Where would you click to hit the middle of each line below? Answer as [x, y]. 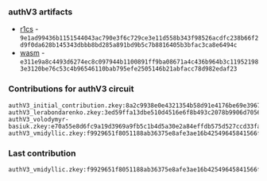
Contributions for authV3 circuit [71, 89]
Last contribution [42, 153]
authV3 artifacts [41, 12]
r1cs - [29, 29]
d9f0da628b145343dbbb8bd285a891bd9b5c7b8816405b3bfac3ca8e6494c [128, 45]
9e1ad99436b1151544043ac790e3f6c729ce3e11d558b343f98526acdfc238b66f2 [139, 38]
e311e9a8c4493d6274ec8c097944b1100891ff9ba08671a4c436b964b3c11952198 [139, 62]
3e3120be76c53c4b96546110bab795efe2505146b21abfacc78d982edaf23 [128, 69]
